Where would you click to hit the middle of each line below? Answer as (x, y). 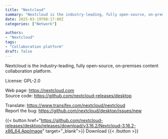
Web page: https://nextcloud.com (40, 90)
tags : (11, 42)
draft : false (19, 51)
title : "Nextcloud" (25, 10)
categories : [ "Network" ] (31, 24)
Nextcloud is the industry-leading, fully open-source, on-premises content (82, 65)
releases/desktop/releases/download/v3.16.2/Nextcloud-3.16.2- (70, 125)
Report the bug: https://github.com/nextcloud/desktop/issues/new (73, 110)
